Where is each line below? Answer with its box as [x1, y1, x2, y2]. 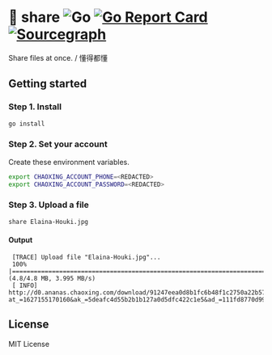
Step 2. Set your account [8, 138, 108, 150]
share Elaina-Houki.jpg [8, 218, 89, 226]
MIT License [8, 339, 50, 349]
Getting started [8, 77, 87, 91]
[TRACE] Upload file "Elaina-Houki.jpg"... [11, 253, 161, 261]
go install [8, 120, 45, 128]
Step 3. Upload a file [8, 199, 89, 210]
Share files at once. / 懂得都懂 [8, 53, 108, 62]
